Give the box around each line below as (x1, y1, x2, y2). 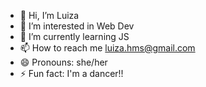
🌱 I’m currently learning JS (19, 31, 130, 42)
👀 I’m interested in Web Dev (19, 20, 135, 32)
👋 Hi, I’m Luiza (19, 10, 80, 21)
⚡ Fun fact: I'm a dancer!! (19, 68, 124, 79)
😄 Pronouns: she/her (19, 56, 108, 68)
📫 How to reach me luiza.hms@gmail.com (19, 42, 196, 54)
